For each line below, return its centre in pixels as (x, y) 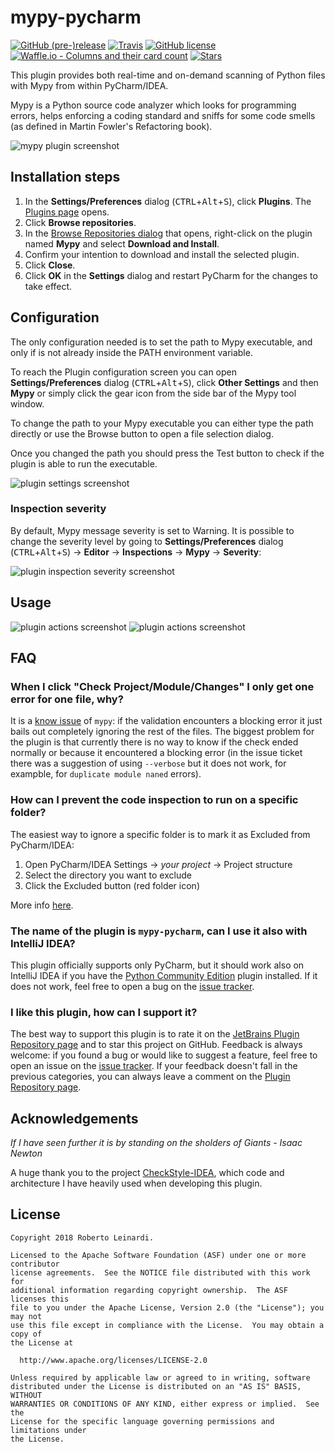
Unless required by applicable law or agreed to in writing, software (160, 1377)
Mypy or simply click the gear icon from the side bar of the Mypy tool (153, 393)
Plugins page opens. (67, 212)
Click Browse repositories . (80, 222)
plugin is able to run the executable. (84, 463)
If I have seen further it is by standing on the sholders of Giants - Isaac (156, 1143)
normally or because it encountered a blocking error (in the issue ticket (156, 753)
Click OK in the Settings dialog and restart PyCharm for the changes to (171, 275)
